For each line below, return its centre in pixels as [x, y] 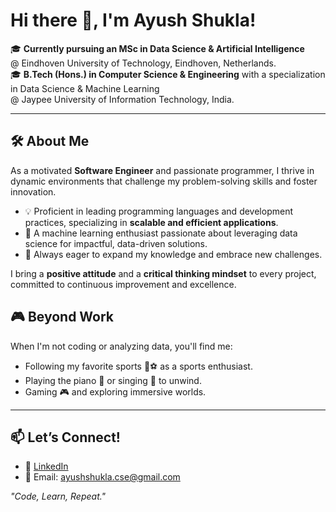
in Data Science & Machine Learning [85, 88]
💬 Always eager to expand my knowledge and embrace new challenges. [173, 254]
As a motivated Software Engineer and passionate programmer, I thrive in [162, 170]
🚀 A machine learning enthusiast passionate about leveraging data [161, 233]
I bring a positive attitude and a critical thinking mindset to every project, [163, 273]
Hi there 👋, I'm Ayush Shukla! [133, 20]
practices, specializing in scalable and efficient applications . [151, 222]
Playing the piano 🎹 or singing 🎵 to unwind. [113, 380]
